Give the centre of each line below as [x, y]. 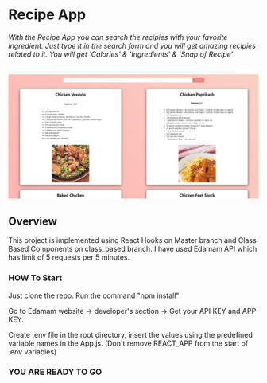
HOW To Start [35, 278]
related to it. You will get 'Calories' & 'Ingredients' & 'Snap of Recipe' [121, 54]
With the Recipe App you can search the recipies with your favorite [118, 37]
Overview [33, 221]
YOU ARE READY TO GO [55, 372]
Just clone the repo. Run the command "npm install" [94, 295]
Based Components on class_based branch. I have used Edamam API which [133, 249]
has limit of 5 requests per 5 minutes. [69, 257]
